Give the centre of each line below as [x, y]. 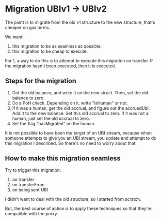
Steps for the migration [41, 81]
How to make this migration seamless [63, 158]
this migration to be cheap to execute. [50, 51]
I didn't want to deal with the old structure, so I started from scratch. [73, 199]
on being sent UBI [30, 190]
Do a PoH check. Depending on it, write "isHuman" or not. [70, 103]
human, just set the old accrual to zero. [51, 118]
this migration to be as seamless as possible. [57, 46]
